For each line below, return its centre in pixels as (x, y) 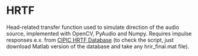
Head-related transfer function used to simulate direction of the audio (93, 27)
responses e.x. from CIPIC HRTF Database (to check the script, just (90, 40)
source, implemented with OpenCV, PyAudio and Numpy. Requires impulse (99, 33)
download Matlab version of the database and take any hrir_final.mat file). (98, 46)
